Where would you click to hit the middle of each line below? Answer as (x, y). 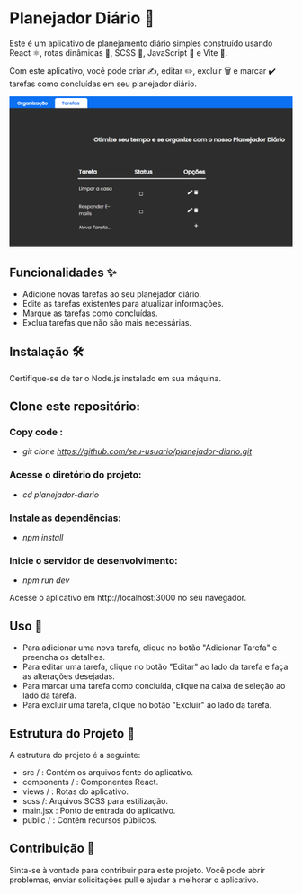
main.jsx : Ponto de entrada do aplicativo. (99, 810)
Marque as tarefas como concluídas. (90, 313)
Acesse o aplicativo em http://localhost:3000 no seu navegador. (128, 598)
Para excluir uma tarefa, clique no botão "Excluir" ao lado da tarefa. (147, 705)
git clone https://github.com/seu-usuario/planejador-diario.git (137, 451)
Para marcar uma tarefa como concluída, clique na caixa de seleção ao (154, 686)
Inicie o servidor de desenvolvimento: (93, 561)
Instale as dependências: (65, 518)
